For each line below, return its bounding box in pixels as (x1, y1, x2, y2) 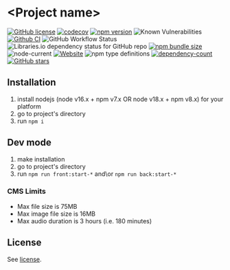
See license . (7, 255, 43, 263)
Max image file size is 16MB (16, 210, 96, 218)
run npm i (16, 117, 45, 125)
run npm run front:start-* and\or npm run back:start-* (16, 170, 177, 178)
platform (16, 102, 41, 111)
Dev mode (7, 137, 51, 148)
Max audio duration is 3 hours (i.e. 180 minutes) (16, 216, 152, 225)
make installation (16, 155, 65, 163)
